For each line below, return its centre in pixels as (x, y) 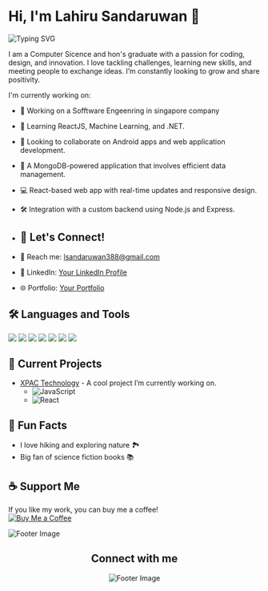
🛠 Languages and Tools (69, 314)
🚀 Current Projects (55, 364)
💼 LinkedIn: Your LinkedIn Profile (74, 272)
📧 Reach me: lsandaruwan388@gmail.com (90, 256)
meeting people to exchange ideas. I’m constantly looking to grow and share (134, 70)
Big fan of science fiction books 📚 (77, 457)
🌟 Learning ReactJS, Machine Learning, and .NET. (102, 126)
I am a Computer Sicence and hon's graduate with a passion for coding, (127, 54)
